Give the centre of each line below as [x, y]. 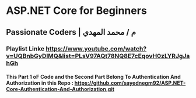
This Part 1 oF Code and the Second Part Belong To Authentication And [93, 77]
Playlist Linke [25, 49]
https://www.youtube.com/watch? [96, 49]
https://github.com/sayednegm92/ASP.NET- [130, 83]
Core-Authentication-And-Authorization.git [60, 89]
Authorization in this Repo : [40, 83]
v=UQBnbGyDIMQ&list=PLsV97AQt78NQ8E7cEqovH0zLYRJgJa [98, 56]
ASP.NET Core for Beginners [76, 11]
